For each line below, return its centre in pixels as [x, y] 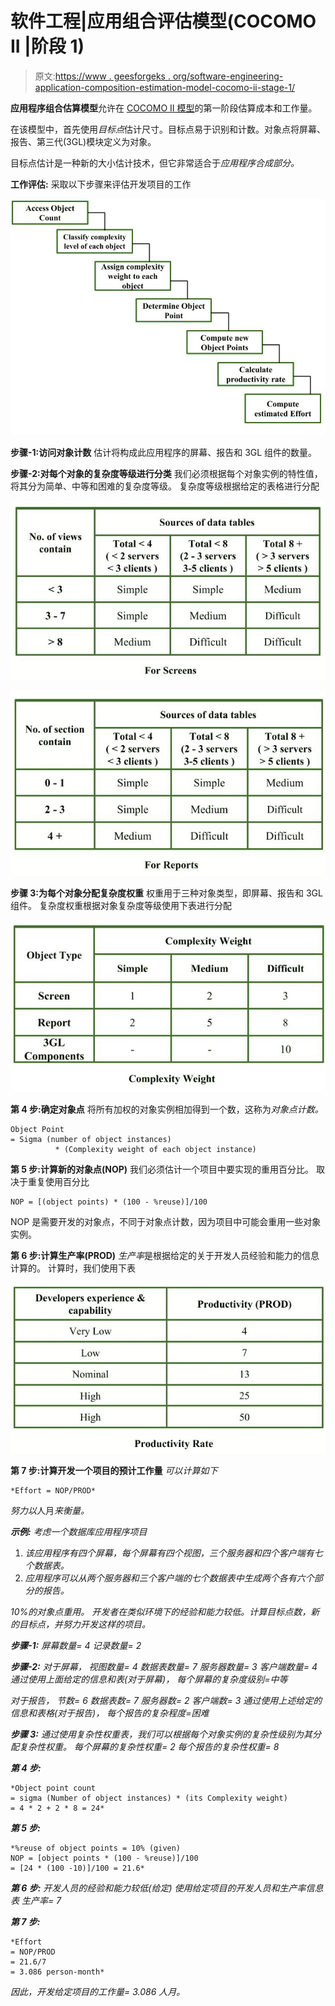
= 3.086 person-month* [57, 1972]
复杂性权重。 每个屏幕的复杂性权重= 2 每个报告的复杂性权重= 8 [149, 1747]
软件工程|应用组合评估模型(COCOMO [163, 21]
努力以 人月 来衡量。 [50, 1511]
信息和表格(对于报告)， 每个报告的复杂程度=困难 [110, 1713]
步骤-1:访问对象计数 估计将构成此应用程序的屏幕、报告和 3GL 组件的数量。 [164, 452]
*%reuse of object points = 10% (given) [96, 1848]
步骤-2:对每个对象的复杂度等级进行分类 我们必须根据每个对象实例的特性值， [166, 473]
